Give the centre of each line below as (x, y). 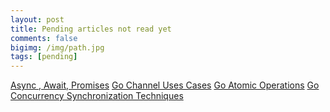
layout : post (37, 19)
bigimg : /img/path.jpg (57, 47)
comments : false (44, 38)
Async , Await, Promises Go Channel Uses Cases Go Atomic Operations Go (165, 85)
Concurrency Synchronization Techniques (97, 96)
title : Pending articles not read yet (91, 29)
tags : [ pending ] (44, 57)
